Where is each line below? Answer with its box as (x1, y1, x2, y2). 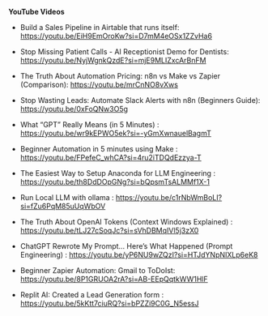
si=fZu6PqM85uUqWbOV (19, 202, 106, 211)
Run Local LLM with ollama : (19, 193, 115, 202)
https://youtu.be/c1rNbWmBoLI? (116, 193, 223, 202)
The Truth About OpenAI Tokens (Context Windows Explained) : (19, 217, 233, 226)
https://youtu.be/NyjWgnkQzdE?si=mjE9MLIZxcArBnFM (19, 56, 206, 65)
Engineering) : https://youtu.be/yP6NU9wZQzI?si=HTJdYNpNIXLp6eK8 (19, 250, 258, 259)
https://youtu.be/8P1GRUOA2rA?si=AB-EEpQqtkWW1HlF (19, 275, 208, 284)
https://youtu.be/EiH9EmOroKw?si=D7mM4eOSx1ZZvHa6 (19, 32, 213, 41)
